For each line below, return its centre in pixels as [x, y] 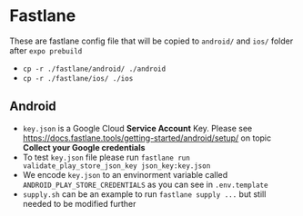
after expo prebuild [46, 50]
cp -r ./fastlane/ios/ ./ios [78, 78]
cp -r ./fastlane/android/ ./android [94, 69]
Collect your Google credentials [84, 147]
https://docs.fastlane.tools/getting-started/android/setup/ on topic [147, 138]
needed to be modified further [79, 203]
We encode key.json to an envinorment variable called [125, 174]
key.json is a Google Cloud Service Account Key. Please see [137, 128]
